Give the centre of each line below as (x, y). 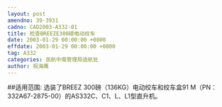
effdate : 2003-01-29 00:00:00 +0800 (61, 46)
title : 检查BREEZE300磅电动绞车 (51, 33)
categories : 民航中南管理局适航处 (53, 60)
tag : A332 (22, 53)
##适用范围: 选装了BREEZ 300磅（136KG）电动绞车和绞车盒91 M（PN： (112, 87)
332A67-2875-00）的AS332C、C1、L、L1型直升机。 (84, 96)
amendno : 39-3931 (33, 20)
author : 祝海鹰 (28, 66)
